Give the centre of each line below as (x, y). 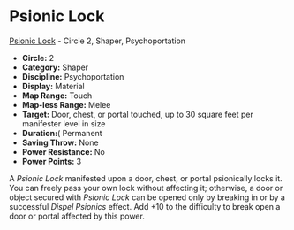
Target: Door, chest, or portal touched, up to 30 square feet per (138, 114)
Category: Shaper (55, 67)
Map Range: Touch (57, 96)
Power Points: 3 (52, 161)
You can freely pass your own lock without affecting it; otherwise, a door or (146, 188)
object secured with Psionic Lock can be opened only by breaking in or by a (147, 197)
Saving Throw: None (60, 142)
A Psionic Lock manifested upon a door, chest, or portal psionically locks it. (146, 178)
